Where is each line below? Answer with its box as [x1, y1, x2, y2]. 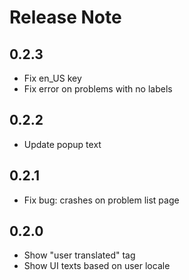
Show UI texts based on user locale [23, 260, 171, 272]
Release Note [9, 6, 122, 29]
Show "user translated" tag [23, 249, 136, 261]
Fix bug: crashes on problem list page [23, 194, 180, 206]
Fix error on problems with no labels [23, 83, 173, 95]
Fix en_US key [23, 72, 82, 84]
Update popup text [23, 138, 102, 150]
